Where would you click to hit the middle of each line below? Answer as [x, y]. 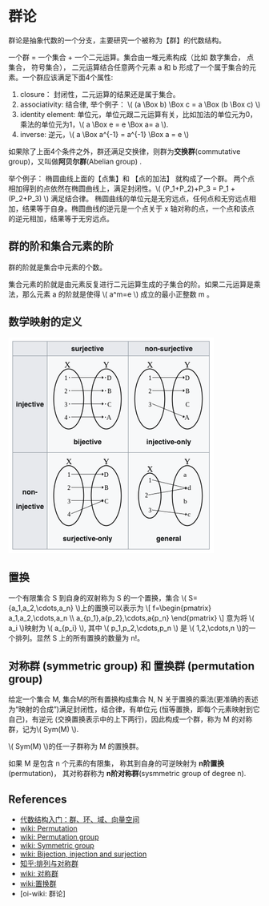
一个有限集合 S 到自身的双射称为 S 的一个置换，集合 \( [97, 598]
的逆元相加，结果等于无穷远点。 [61, 218]
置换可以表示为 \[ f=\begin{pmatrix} [153, 608]
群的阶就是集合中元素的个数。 [57, 267]
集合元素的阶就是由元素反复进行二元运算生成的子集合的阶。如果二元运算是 [131, 284]
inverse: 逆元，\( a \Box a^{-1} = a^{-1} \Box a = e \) [104, 134]
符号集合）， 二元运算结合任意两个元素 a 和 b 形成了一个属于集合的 [140, 67]
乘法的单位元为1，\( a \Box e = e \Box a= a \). [94, 124]
